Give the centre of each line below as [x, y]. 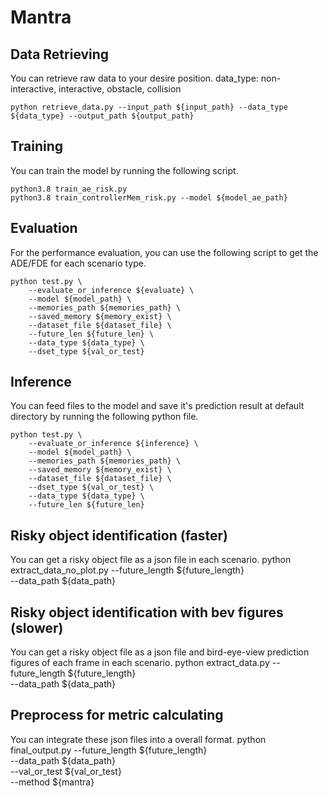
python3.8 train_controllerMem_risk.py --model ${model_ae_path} [149, 197]
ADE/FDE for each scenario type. [78, 263]
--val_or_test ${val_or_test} [66, 771]
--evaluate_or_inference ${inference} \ [113, 444]
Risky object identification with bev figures [147, 612]
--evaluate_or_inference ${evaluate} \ [111, 290]
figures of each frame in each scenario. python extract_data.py [140, 663]
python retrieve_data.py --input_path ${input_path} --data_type [149, 107]
